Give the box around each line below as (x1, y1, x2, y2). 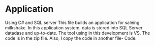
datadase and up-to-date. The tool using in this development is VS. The (5, 30, 150, 36)
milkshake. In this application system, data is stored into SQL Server (5, 24, 143, 30)
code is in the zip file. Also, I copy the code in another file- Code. (5, 35, 137, 41)
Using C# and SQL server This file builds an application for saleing (5, 20, 140, 25)
